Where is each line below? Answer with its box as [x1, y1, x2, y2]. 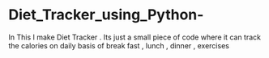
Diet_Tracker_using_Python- [8, 6, 204, 24]
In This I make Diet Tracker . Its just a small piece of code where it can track [8, 32, 262, 42]
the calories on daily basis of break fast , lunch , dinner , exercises [8, 40, 229, 50]
